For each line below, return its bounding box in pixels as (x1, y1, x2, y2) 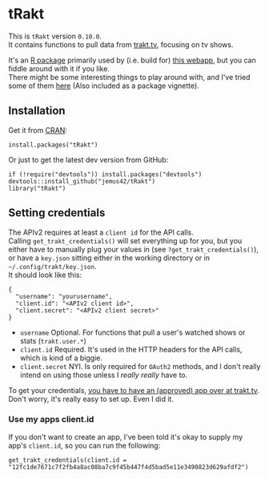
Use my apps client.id (8, 414, 94, 425)
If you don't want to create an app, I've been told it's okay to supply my (8, 432, 243, 441)
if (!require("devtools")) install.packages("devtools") (8, 170, 203, 179)
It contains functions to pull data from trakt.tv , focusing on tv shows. (8, 39, 234, 49)
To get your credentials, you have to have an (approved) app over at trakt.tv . (8, 385, 260, 395)
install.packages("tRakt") (8, 141, 98, 149)
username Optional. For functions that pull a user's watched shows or (19, 327, 246, 337)
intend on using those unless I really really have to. (19, 370, 188, 380)
